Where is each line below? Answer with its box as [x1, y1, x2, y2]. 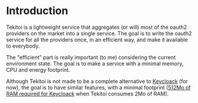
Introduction [6, 4, 69, 18]
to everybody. [6, 42, 40, 49]
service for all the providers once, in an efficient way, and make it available [6, 36, 188, 43]
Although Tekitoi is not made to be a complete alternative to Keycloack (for [6, 78, 188, 85]
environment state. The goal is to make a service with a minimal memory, [6, 60, 184, 67]
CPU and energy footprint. [6, 66, 70, 73]
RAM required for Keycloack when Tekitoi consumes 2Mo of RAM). [6, 90, 169, 97]
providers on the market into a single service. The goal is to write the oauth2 [6, 29, 192, 36]
